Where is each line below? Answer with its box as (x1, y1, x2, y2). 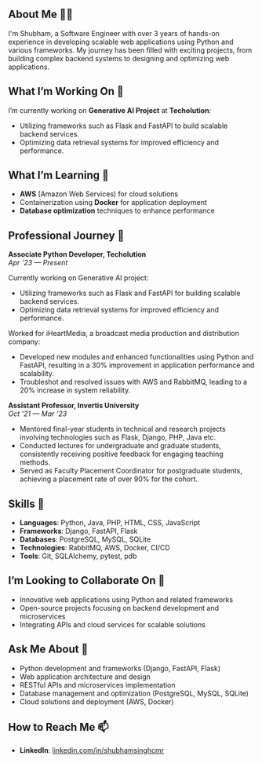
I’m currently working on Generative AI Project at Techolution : (8, 105, 212, 115)
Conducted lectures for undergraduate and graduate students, (19, 441, 221, 451)
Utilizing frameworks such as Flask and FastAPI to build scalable (19, 121, 228, 130)
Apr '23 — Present (8, 258, 68, 268)
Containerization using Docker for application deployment (19, 198, 208, 207)
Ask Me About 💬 (8, 643, 89, 656)
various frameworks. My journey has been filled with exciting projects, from (8, 45, 253, 55)
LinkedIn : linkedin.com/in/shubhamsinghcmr (19, 745, 165, 754)
